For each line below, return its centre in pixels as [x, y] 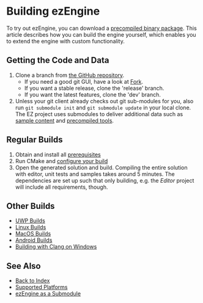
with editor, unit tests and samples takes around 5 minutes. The [95, 174]
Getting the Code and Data [58, 60]
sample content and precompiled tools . [65, 120]
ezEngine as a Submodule [48, 294]
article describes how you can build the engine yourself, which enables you [102, 34]
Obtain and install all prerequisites [58, 155]
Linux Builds [31, 227]
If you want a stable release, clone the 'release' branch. [94, 88]
